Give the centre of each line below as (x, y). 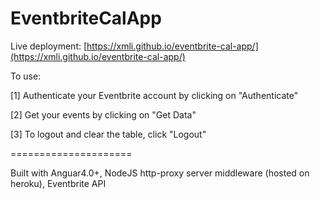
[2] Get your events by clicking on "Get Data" (103, 114)
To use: (26, 76)
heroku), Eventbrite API (58, 183)
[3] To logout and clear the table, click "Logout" (108, 134)
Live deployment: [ (49, 46)
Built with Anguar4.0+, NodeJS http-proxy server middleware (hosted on (160, 173)
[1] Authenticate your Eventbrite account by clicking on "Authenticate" (154, 95)
